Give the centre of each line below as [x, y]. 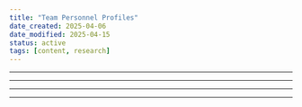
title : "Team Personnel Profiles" [74, 18]
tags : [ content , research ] [60, 51]
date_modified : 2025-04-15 [60, 34]
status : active [38, 43]
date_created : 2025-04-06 [58, 26]
